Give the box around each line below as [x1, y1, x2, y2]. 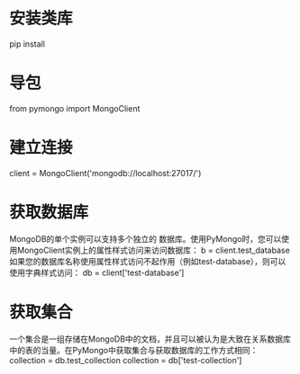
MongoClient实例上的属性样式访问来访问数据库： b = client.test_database [16, 245, 290, 255]
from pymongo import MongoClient [9, 102, 141, 113]
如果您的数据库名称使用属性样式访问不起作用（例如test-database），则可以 [9, 255, 286, 266]
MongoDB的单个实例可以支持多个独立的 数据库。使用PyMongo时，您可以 [9, 233, 282, 244]
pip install [9, 38, 45, 49]
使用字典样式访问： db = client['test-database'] [9, 267, 185, 278]
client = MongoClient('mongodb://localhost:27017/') [9, 167, 202, 178]
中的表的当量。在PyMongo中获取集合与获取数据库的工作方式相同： [9, 344, 259, 355]
